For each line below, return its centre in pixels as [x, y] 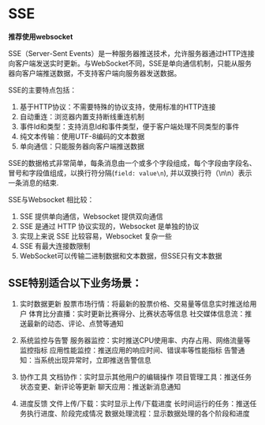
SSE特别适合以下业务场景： [75, 283]
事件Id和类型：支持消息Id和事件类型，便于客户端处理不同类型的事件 [129, 126]
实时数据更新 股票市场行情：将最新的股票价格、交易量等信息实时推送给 [134, 303]
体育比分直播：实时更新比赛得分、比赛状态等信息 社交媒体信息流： [137, 314]
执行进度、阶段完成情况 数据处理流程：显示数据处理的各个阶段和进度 [138, 413]
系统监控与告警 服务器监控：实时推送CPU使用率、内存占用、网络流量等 [135, 340]
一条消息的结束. [34, 182]
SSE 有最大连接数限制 [55, 246]
